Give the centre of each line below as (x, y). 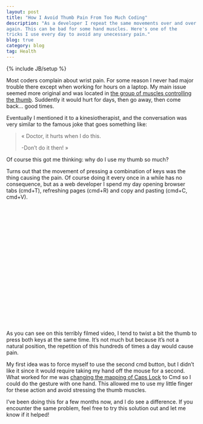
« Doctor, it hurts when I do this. (61, 136)
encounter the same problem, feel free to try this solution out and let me (96, 408)
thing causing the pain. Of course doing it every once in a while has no (95, 177)
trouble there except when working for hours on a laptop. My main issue (96, 87)
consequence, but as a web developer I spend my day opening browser (96, 184)
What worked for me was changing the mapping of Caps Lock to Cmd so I (99, 377)
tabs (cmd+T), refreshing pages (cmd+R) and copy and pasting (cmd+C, (97, 190)
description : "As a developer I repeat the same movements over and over (101, 23)
